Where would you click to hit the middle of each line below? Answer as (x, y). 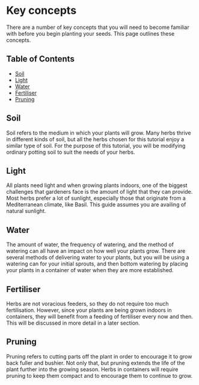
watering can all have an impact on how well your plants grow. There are (96, 251)
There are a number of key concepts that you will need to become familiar (98, 27)
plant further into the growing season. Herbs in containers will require (92, 369)
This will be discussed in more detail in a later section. (73, 323)
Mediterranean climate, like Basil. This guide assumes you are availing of (96, 205)
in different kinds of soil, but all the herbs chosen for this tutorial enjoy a (95, 139)
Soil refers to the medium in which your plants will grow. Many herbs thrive (99, 133)
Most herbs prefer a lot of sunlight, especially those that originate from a (96, 198)
